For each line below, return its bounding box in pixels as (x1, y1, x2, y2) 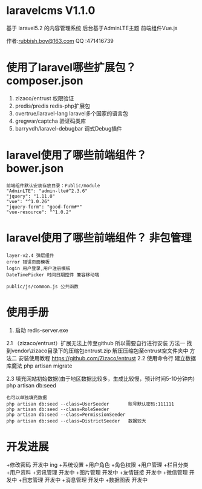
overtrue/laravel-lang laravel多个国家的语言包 (15, 109, 128, 117)
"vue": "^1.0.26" (6, 198, 50, 204)
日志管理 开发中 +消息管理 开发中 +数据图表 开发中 (22, 476, 148, 484)
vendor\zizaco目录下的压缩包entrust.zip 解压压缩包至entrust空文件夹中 (11, 347, 189, 354)
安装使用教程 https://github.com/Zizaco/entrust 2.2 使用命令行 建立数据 (18, 354, 197, 361)
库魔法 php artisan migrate (6, 362, 73, 369)
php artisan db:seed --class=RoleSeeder (6, 406, 110, 412)
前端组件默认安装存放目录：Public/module (6, 183, 100, 189)
